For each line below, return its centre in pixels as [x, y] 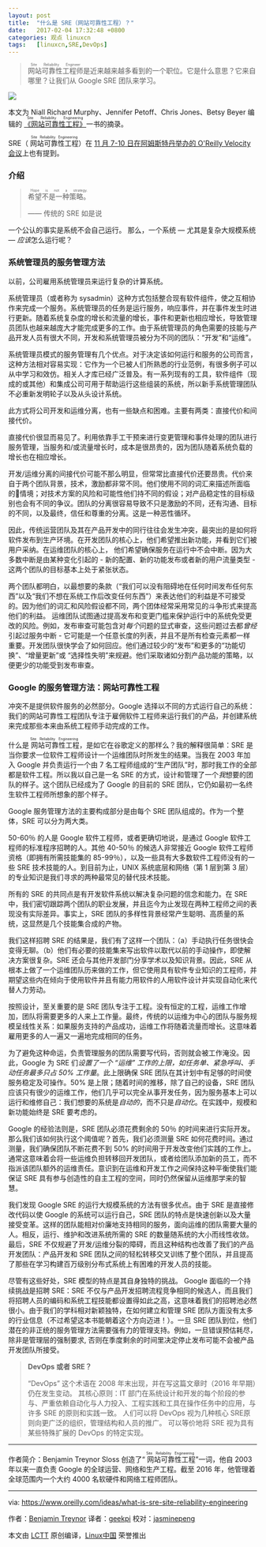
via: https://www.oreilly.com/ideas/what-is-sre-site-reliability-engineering [128, 1502]
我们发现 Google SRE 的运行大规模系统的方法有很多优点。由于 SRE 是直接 [127, 1205]
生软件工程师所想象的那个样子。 [60, 795]
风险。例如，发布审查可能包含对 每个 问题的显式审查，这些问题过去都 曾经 [139, 625]
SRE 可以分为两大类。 [57, 821]
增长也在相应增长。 [39, 457]
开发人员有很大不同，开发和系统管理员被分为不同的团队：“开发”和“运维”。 [135, 337]
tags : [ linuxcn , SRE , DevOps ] [58, 45]
